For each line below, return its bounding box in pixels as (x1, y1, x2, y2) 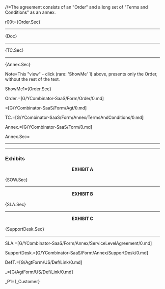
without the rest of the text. (5, 76, 60, 82)
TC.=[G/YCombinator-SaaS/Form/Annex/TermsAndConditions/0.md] (5, 114, 144, 120)
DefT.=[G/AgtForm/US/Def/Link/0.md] (5, 259, 82, 265)
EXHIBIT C (72, 216, 93, 221)
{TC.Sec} (5, 47, 24, 53)
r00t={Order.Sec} (5, 19, 41, 25)
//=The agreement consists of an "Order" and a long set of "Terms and (5, 4, 148, 10)
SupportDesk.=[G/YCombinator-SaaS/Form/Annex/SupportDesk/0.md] (5, 250, 148, 256)
